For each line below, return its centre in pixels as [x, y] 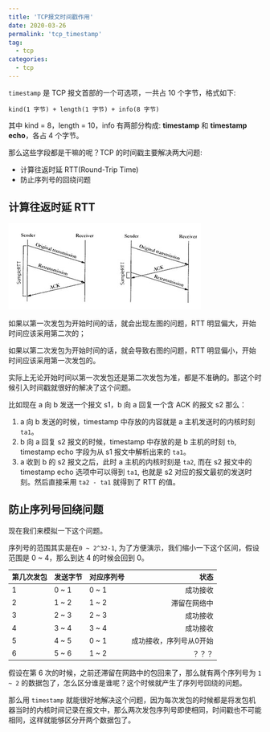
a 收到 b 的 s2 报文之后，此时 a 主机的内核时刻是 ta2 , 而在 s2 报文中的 [136, 461]
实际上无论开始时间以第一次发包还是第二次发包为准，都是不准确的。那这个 [131, 377]
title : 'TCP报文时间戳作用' [51, 17]
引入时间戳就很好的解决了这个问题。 [75, 387]
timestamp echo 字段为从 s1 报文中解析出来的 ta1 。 [105, 452]
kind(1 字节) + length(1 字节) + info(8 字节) [84, 109]
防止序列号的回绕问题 [55, 179]
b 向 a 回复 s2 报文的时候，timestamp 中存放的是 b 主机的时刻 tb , [128, 441]
